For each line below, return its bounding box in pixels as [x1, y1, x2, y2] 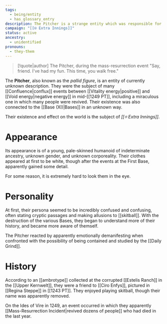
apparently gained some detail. [5, 164, 69, 170]
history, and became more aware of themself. [5, 223, 99, 229]
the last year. [5, 313, 32, 319]
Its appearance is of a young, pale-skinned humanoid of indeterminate [5, 148, 150, 154]
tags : [5, 7, 16, 12]
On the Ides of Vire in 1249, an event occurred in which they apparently [5, 303, 152, 309]
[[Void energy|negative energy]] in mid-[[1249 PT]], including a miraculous [5, 93, 159, 100]
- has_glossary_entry [9, 16, 55, 21]
